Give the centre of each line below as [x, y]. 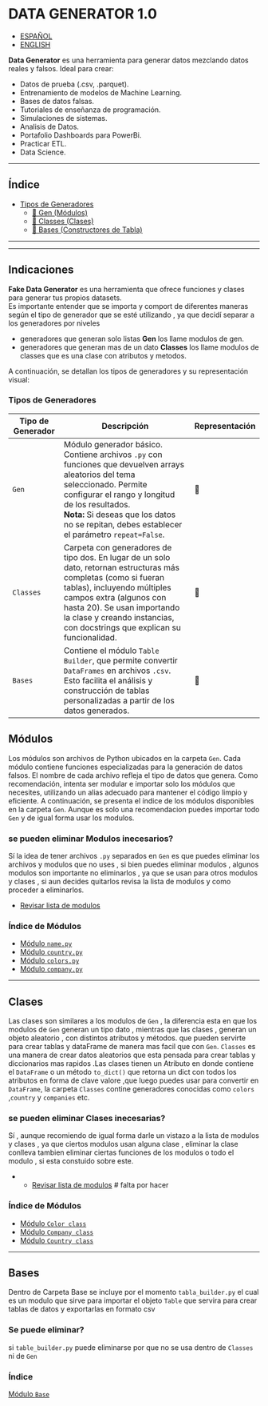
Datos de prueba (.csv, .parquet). [74, 84]
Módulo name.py [46, 943]
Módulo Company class [57, 1232]
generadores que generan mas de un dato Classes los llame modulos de [139, 347]
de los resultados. [97, 504]
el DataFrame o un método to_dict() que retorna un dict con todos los [122, 1072]
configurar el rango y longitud [119, 495]
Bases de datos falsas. [57, 101]
